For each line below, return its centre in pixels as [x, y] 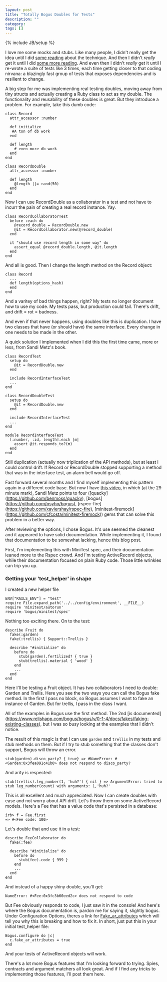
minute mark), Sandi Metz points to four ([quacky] [57, 493]
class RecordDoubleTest [30, 396]
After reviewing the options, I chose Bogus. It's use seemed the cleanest [80, 529]
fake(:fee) [21, 843]
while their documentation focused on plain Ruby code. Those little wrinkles [83, 560]
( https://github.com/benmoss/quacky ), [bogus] [54, 498]
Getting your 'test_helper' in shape [48, 579]
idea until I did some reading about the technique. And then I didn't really [80, 58]
